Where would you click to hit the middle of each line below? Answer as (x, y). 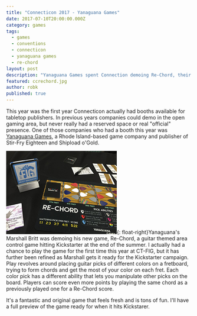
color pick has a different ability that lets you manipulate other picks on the (97, 276)
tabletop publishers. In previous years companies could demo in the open (95, 117)
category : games (26, 25)
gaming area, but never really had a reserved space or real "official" (88, 124)
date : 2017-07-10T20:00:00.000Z (46, 19)
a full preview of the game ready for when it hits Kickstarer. (78, 307)
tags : (13, 31)
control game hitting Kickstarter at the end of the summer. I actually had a (96, 245)
